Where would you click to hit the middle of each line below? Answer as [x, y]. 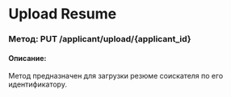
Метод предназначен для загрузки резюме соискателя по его [116, 76]
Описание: [27, 58]
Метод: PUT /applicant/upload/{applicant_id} [100, 39]
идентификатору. [38, 84]
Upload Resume [63, 14]
